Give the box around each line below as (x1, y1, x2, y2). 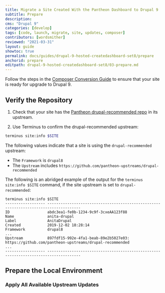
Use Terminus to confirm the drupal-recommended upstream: (12, 123, 139, 129)
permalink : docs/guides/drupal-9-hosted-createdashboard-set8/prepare (5, 53, 154, 59)
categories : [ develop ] (5, 26, 52, 31)
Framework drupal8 (5, 227, 63, 232)
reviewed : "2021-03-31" (5, 40, 55, 45)
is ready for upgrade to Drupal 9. (5, 81, 72, 87)
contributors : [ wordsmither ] (5, 35, 65, 40)
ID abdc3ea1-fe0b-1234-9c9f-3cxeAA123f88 (5, 209, 127, 215)
